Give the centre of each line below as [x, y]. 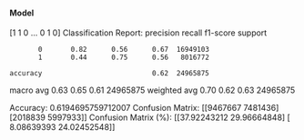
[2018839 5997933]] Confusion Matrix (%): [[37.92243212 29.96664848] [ [150, 117]
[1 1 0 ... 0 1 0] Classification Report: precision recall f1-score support [138, 33]
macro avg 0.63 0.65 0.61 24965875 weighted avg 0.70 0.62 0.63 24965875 [152, 90]
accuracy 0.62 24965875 [109, 74]
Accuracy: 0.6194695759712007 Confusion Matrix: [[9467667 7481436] [144, 108]
